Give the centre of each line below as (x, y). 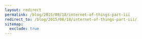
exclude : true (24, 29)
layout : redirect (23, 10)
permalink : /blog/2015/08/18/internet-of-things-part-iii (67, 15)
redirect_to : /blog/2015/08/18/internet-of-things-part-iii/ (71, 19)
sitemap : (14, 24)
